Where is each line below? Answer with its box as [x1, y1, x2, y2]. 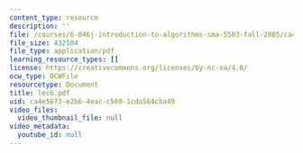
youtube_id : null [17, 130, 83, 139]
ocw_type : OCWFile [9, 72, 78, 81]
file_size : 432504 [9, 38, 78, 48]
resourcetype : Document [9, 80, 99, 89]
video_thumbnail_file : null [17, 113, 124, 122]
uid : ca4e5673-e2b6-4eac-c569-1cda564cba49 [9, 96, 176, 106]
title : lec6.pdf [9, 88, 70, 97]
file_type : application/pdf [9, 47, 115, 56]
